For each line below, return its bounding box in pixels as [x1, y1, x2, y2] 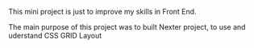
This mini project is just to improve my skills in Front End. [8, 7, 197, 16]
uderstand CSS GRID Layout [8, 31, 102, 40]
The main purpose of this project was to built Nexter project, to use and [8, 22, 246, 31]
